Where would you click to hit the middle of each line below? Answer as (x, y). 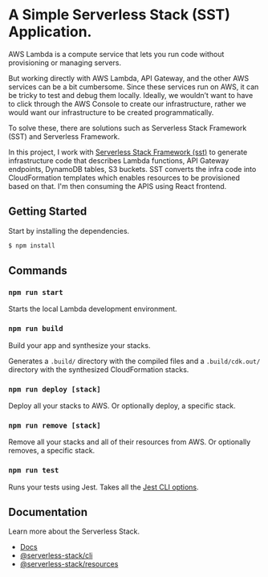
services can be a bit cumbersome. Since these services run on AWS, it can (134, 87)
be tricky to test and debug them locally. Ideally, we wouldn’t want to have (131, 95)
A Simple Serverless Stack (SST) (120, 15)
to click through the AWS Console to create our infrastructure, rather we (127, 104)
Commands (38, 271)
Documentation (48, 512)
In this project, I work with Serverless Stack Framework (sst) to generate (128, 152)
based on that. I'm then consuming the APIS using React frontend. (118, 186)
